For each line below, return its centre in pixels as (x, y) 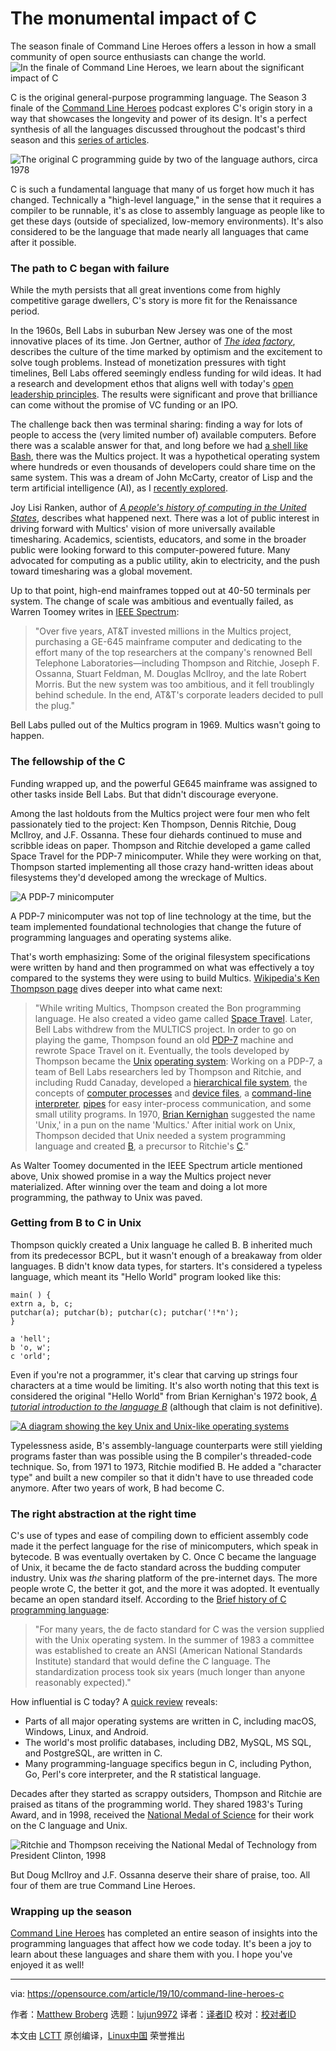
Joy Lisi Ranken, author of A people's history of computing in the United (158, 508)
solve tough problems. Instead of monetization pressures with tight (148, 363)
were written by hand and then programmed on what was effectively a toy (162, 967)
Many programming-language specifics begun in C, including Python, (168, 1764)
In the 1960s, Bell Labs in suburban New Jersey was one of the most (151, 331)
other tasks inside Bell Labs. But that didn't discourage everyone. (144, 794)
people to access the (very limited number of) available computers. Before (163, 435)
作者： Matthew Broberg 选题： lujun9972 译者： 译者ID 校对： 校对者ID (153, 2014)
